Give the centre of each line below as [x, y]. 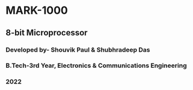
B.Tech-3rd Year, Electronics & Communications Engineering [96, 65]
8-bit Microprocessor [47, 33]
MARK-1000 [37, 10]
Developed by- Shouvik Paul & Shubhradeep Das [78, 50]
